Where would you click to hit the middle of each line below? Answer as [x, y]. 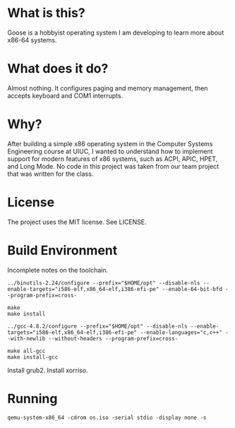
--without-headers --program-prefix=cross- [113, 338]
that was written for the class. [50, 174]
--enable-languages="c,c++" [181, 332]
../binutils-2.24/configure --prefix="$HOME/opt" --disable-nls [104, 283]
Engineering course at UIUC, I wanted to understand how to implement [110, 151]
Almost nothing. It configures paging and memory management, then [108, 88]
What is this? [47, 13]
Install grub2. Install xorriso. [48, 370]
